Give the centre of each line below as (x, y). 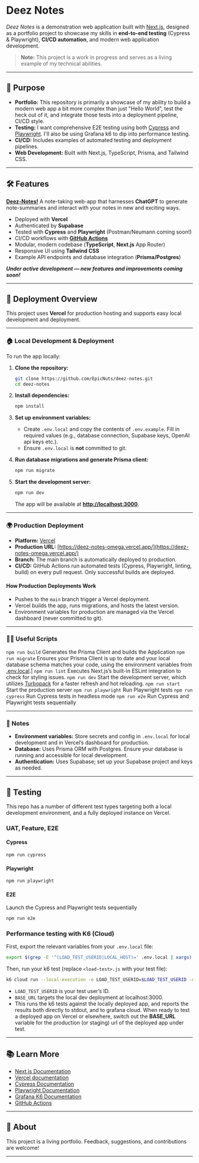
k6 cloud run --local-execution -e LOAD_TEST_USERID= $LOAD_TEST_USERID (96, 980)
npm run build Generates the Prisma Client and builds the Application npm (96, 652)
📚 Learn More (33, 1054)
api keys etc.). (41, 442)
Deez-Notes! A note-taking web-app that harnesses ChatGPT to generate (97, 201)
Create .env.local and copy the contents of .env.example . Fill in (101, 429)
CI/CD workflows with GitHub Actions (61, 238)
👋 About (21, 1127)
